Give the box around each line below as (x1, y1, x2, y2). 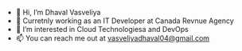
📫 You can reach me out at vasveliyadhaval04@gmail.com (15, 33, 209, 43)
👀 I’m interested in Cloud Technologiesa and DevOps (15, 25, 189, 33)
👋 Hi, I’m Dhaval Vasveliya (15, 8, 101, 17)
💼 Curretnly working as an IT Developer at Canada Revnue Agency (15, 16, 235, 25)
